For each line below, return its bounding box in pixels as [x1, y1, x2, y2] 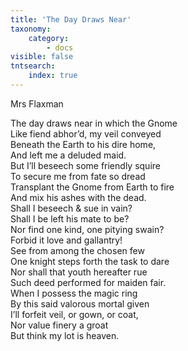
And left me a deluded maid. [10, 149, 127, 161]
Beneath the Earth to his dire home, [10, 138, 157, 150]
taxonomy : [10, 24, 52, 34]
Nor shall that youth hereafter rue [10, 266, 148, 278]
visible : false [10, 52, 74, 62]
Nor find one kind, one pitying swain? [10, 223, 165, 235]
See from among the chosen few [10, 244, 145, 256]
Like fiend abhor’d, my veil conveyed [10, 127, 162, 140]
